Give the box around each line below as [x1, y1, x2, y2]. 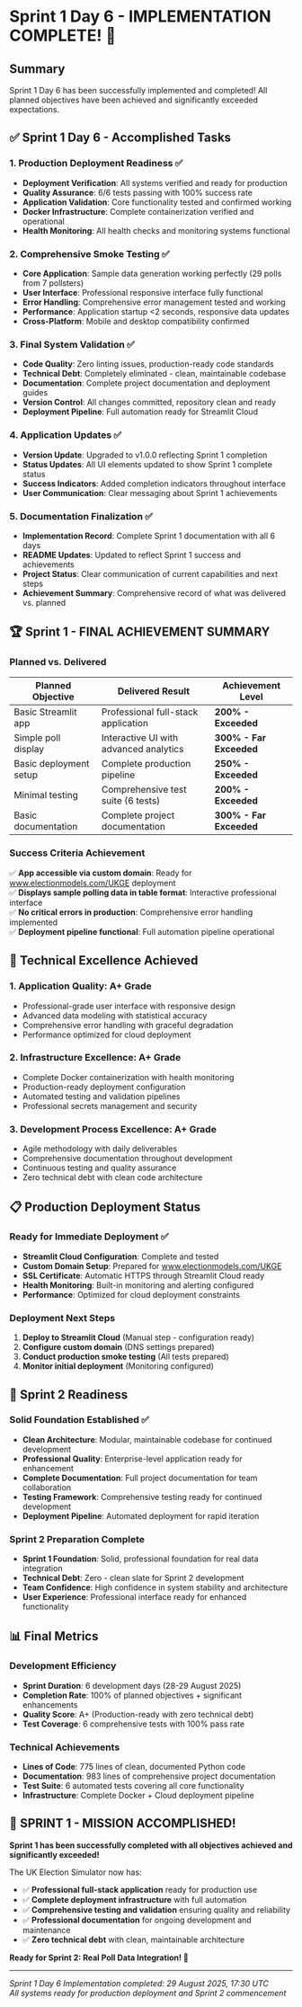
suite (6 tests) [102, 794, 161, 806]
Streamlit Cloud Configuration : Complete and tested [22, 1251, 219, 1262]
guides [22, 387, 49, 398]
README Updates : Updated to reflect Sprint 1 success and [22, 549, 241, 560]
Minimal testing [13, 788, 79, 801]
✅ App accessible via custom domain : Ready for [9, 867, 192, 878]
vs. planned [22, 597, 67, 608]
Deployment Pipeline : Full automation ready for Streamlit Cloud [22, 406, 259, 417]
